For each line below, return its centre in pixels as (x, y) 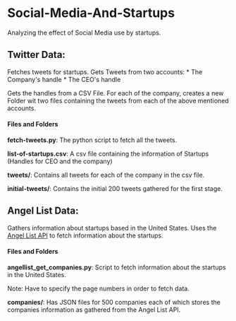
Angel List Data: (43, 211)
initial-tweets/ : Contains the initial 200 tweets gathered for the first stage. (115, 188)
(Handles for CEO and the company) (60, 161)
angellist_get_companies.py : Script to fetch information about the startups (117, 267)
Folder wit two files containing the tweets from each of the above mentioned (118, 100)
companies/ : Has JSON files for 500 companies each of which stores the (114, 302)
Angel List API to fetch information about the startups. (85, 235)
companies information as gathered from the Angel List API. (94, 310)
